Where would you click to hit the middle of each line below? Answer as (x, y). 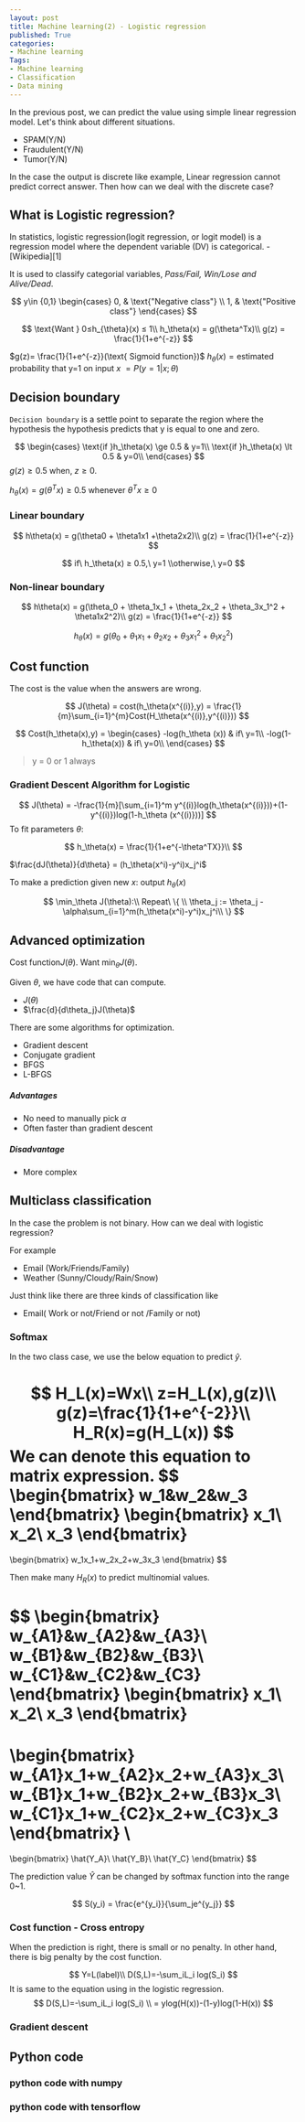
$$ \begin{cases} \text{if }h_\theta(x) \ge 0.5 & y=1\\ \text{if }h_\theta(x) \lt (153, 447)
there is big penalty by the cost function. (86, 1957)
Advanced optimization (78, 940)
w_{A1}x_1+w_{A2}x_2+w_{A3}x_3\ (147, 1775)
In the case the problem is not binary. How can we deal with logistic (137, 1223)
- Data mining (37, 86)
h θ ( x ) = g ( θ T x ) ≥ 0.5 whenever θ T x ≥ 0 (84, 490)
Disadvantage (37, 1149)
